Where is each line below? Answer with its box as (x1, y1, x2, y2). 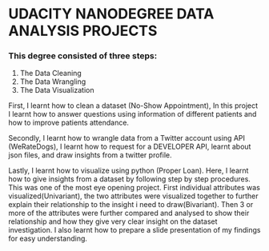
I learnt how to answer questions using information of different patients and (8, 110, 257, 119)
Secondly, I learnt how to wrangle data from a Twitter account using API (8, 133, 246, 143)
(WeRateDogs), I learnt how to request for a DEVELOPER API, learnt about (8, 141, 251, 152)
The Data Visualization (19, 86, 94, 95)
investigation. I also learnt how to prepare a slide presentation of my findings (8, 225, 261, 235)
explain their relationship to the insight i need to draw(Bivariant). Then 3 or (8, 200, 254, 209)
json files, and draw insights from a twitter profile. (8, 150, 172, 160)
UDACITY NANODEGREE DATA (8, 5, 215, 23)
